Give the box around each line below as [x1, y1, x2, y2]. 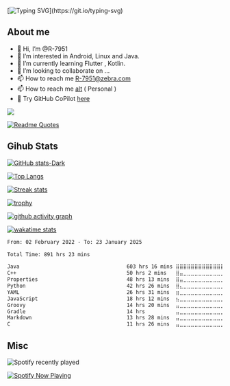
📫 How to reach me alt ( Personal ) [16, 84, 116, 93]
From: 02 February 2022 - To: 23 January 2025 [7, 238, 142, 245]
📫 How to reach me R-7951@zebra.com [16, 74, 131, 82]
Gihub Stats [7, 141, 58, 152]
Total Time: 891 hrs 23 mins [7, 251, 90, 258]
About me [7, 26, 50, 38]
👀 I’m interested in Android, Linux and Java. [16, 52, 140, 60]
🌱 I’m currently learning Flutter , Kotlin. [16, 59, 126, 67]
